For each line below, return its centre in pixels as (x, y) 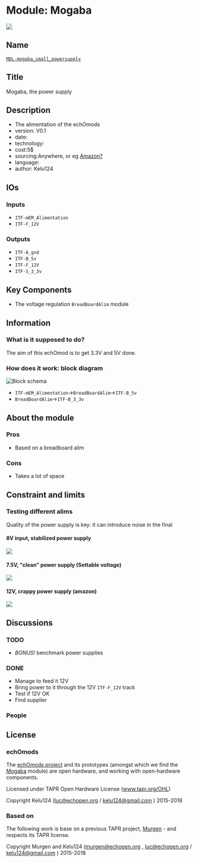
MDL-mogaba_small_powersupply (44, 59)
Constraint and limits (45, 495)
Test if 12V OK (32, 694)
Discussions (29, 623)
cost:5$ (24, 150)
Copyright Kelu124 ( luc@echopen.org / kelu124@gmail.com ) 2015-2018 (94, 801)
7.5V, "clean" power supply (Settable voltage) (64, 565)
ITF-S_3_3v (28, 271)
